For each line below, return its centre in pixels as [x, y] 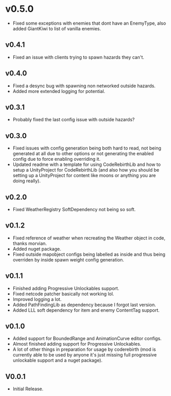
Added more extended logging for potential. [59, 91]
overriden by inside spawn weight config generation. [68, 259]
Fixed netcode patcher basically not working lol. [63, 294]
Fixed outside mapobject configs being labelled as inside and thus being [89, 254]
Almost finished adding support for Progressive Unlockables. [77, 344]
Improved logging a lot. [37, 299]
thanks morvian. [30, 243]
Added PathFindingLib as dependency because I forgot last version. [84, 305]
